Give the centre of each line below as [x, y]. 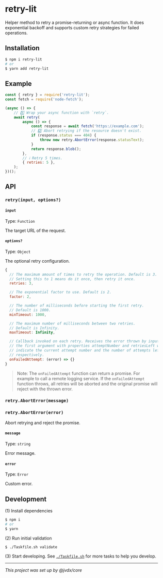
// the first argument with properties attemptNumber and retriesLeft [82, 346]
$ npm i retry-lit [24, 59]
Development [26, 499]
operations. [16, 33]
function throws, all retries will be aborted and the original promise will [87, 384]
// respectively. [27, 355]
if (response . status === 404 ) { [64, 135]
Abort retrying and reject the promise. [43, 423]
